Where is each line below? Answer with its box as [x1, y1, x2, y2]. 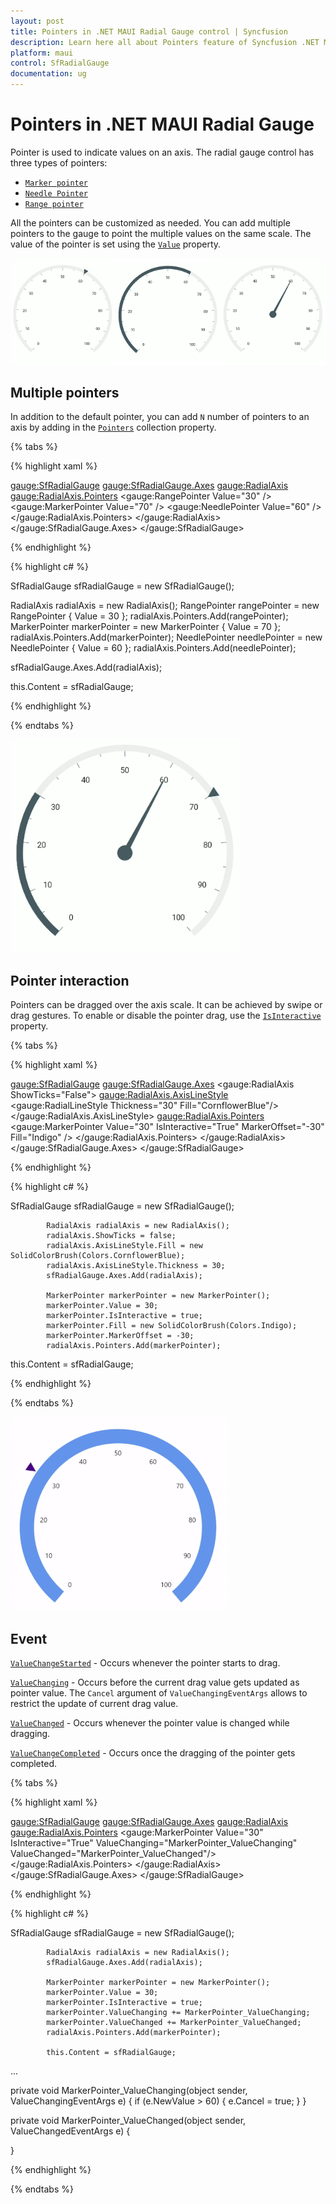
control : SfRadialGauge [10, 58, 110, 69]
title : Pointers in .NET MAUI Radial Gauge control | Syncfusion [10, 26, 288, 37]
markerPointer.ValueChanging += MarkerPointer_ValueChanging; [46, 2007, 311, 2017]
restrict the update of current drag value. [10, 1697, 179, 1709]
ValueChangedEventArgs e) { [10, 2125, 131, 2137]
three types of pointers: [10, 156, 108, 169]
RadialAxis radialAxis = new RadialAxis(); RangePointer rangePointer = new [10, 600, 320, 612]
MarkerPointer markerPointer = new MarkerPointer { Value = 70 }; [10, 621, 282, 633]
